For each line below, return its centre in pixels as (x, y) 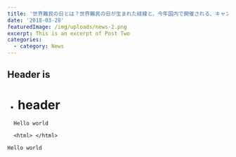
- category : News (39, 46)
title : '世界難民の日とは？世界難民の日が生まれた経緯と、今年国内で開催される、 (111, 14)
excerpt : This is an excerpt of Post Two (69, 33)
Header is (29, 75)
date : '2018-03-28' (36, 20)
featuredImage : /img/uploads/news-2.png (67, 27)
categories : (25, 40)
